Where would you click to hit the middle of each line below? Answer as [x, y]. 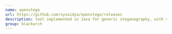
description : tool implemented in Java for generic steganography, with [84, 19]
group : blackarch [24, 24]
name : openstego [23, 10]
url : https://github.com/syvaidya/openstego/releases [64, 14]
